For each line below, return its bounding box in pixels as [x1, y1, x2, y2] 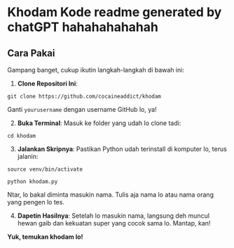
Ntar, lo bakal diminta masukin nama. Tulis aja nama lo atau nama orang [7, 190, 214, 199]
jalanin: [17, 152, 39, 160]
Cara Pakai [7, 47, 55, 59]
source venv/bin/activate [7, 166, 83, 173]
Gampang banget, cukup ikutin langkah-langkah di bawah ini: [7, 66, 184, 74]
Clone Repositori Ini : [17, 79, 78, 88]
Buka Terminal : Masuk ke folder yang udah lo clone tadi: [17, 119, 181, 127]
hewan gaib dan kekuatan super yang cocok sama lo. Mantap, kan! [17, 219, 211, 227]
